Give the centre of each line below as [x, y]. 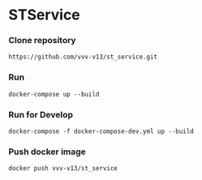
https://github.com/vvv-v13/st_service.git [83, 57]
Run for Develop [41, 114]
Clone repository [42, 41]
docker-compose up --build [54, 94]
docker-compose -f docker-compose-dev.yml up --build [101, 131]
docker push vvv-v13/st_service [63, 169]
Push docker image [47, 152]
